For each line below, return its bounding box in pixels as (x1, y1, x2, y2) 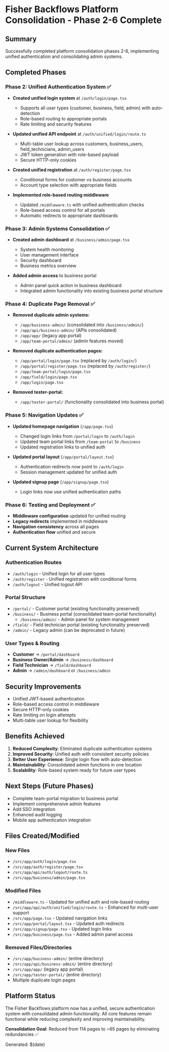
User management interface (20, 251, 79, 258)
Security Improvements (5, 682, 81, 691)
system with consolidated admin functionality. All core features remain (5, 1010, 152, 1016)
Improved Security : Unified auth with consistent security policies (12, 751, 149, 757)
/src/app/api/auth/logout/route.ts (12, 870, 88, 875)
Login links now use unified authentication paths (20, 489, 121, 495)
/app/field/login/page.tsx (20, 375, 77, 380)
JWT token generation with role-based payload (20, 151, 119, 157)
